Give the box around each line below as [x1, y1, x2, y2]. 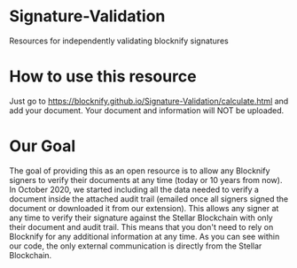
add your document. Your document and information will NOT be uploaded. [9, 104, 285, 116]
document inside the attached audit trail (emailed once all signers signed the [9, 193, 289, 204]
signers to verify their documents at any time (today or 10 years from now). [9, 174, 283, 185]
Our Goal [9, 136, 76, 157]
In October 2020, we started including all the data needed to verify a [9, 184, 260, 195]
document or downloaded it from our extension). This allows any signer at [9, 203, 279, 213]
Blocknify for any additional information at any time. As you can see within [9, 231, 280, 241]
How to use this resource [9, 66, 197, 87]
